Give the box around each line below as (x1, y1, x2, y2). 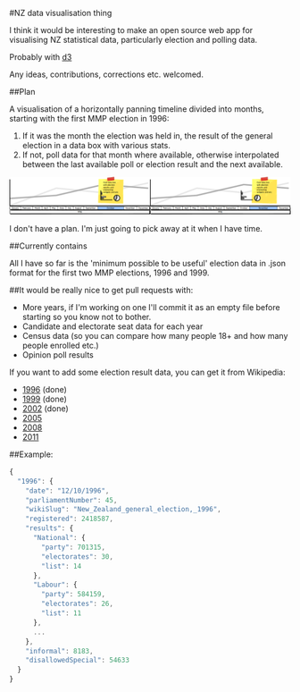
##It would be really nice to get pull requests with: (9, 284, 194, 295)
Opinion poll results (21, 349, 94, 360)
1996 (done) (21, 384, 67, 394)
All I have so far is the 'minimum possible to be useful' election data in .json (9, 257, 287, 268)
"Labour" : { (32, 580, 78, 589)
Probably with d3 (9, 52, 72, 62)
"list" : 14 (41, 561, 82, 570)
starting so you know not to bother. (21, 311, 152, 322)
